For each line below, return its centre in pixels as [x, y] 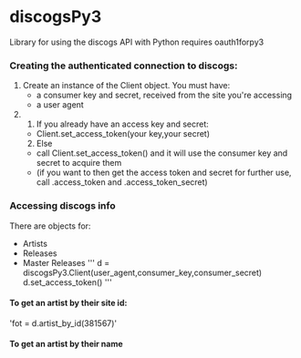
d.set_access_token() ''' [67, 282]
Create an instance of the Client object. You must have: [126, 86]
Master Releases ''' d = [66, 262]
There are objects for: [50, 226]
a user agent [60, 105]
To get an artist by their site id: [68, 303]
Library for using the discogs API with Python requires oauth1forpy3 [137, 42]
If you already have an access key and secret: [123, 124]
